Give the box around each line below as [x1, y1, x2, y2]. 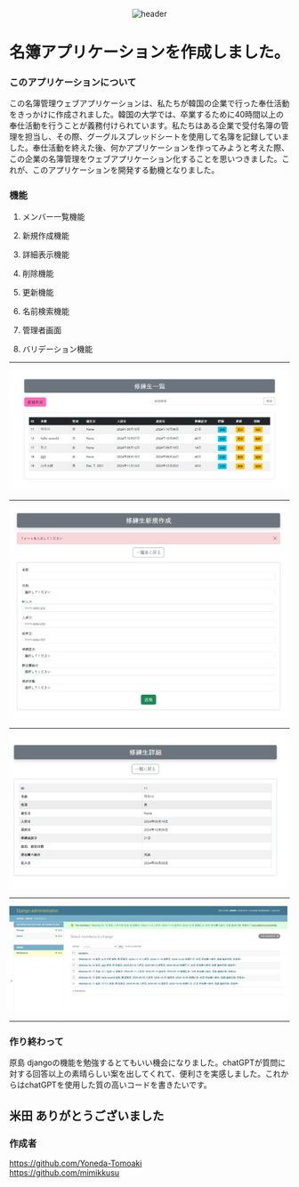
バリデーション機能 [21, 343, 93, 354]
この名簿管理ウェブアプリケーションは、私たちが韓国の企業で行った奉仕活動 [9, 98, 290, 109]
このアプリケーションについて [9, 77, 137, 89]
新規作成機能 [21, 230, 69, 240]
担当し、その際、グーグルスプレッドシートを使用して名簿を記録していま [24, 132, 290, 142]
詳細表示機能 [21, 249, 69, 260]
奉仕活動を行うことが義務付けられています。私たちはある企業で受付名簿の [9, 120, 282, 131]
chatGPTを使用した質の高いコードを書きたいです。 [24, 1079, 212, 1090]
